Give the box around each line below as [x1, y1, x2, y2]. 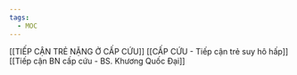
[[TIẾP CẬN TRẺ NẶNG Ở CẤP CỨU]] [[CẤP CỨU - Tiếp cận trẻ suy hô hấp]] [9, 46, 289, 56]
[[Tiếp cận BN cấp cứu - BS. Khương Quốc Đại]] [9, 55, 186, 66]
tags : [9, 12, 29, 22]
